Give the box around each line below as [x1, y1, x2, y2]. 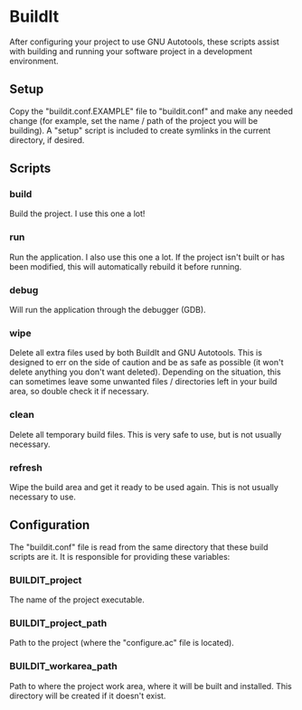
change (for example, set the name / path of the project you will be [9, 115, 259, 126]
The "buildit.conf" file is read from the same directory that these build [9, 541, 269, 553]
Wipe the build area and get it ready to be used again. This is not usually [9, 481, 278, 492]
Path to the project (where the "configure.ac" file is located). [9, 638, 235, 648]
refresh [9, 461, 42, 474]
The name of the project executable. [9, 594, 145, 605]
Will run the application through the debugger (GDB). [9, 305, 206, 316]
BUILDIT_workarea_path [9, 660, 118, 673]
